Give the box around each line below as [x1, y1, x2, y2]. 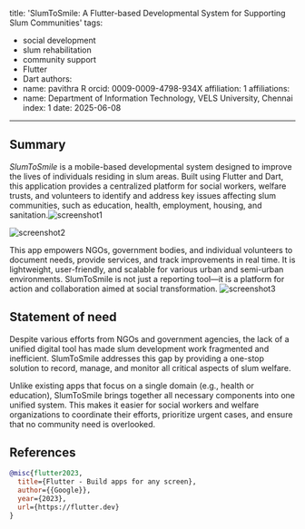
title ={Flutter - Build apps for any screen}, [17, 477, 197, 486]
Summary [9, 137, 66, 152]
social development [22, 35, 97, 45]
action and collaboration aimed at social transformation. [9, 283, 218, 294]
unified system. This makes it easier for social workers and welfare [9, 399, 260, 410]
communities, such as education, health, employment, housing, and [9, 200, 262, 211]
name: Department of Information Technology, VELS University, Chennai [22, 93, 293, 103]
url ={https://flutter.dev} [17, 503, 120, 512]
